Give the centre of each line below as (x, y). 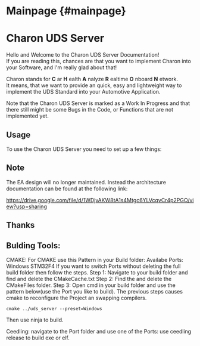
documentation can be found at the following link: (67, 189)
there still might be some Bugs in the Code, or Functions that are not (90, 110)
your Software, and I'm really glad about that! (62, 67)
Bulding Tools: (33, 245)
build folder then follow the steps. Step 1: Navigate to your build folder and (97, 272)
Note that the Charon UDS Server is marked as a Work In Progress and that (98, 103)
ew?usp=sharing (27, 206)
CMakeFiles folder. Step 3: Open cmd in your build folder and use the (91, 285)
